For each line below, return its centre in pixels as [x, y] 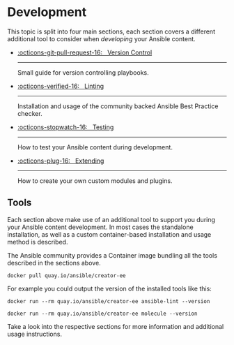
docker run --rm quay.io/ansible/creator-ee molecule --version [102, 314]
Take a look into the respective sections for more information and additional [116, 326]
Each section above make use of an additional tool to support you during [111, 219]
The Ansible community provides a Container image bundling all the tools [112, 255]
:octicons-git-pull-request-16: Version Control [85, 52]
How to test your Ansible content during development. [95, 147]
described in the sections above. [54, 263]
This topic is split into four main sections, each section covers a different [111, 31]
